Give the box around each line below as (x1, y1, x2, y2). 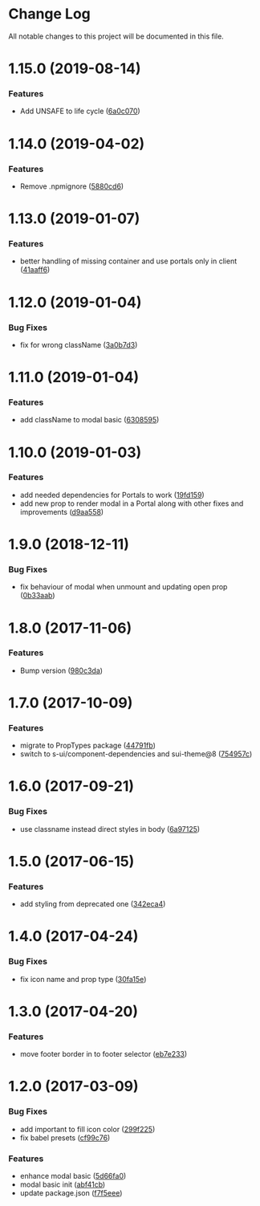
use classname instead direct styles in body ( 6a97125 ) (19, 824, 201, 833)
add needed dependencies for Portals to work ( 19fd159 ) (19, 490, 205, 499)
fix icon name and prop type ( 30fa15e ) (19, 974, 147, 984)
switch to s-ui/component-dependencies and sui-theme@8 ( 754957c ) (19, 749, 253, 759)
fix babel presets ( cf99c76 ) (19, 1133, 111, 1143)
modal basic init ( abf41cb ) (19, 1180, 106, 1189)
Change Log (8, 5, 91, 23)
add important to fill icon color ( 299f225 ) (19, 1124, 156, 1134)
